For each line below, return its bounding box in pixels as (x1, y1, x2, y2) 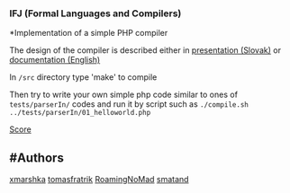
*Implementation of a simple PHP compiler (9, 28, 168, 39)
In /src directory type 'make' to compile (9, 72, 158, 83)
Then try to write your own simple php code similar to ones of (9, 89, 239, 101)
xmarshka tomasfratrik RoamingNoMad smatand (9, 174, 189, 185)
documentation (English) (9, 55, 101, 66)
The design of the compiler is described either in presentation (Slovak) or (9, 45, 282, 56)
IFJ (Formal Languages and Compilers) (9, 7, 182, 20)
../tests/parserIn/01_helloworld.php (9, 109, 151, 118)
